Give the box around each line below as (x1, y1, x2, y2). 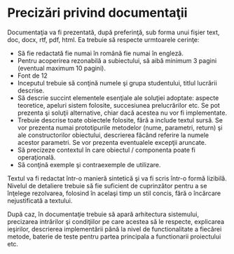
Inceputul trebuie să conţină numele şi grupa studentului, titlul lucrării (17, 78, 217, 87)
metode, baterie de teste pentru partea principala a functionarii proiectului (7, 232, 221, 241)
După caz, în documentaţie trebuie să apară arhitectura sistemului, (7, 210, 200, 218)
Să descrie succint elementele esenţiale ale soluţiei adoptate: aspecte (17, 93, 219, 102)
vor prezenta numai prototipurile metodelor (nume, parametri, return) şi (17, 123, 223, 132)
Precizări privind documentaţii (7, 5, 188, 21)
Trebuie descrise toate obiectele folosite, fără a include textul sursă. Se (17, 115, 223, 124)
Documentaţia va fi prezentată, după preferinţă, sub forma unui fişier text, (7, 28, 220, 36)
